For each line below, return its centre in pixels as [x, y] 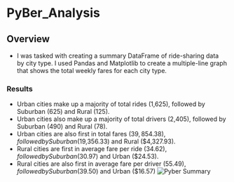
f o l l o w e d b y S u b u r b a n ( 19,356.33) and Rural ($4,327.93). [96, 141]
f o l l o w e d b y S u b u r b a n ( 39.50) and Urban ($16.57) [86, 171]
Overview [28, 39]
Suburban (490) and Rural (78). [62, 126]
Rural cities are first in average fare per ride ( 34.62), [92, 149]
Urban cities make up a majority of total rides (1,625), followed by [111, 104]
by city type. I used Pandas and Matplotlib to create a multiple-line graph [122, 63]
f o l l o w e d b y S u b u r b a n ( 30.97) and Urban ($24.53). [88, 157]
